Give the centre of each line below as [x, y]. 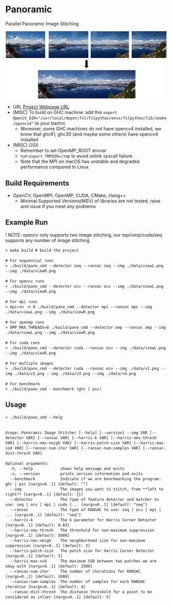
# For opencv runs [25, 281]
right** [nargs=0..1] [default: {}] [44, 494]
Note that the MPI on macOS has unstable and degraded [80, 162]
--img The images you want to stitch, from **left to [87, 489]
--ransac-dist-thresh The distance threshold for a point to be [81, 592]
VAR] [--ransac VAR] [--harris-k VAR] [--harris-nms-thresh [91, 438]
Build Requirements [37, 183]
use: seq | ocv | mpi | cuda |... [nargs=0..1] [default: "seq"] [76, 504]
